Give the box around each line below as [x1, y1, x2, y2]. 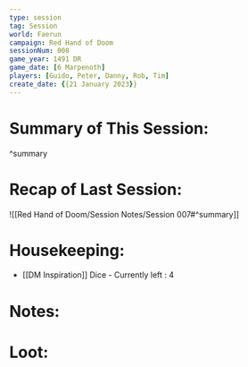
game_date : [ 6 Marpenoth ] [9, 64, 105, 73]
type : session [9, 13, 62, 22]
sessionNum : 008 [9, 47, 70, 55]
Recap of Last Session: [9, 179, 183, 200]
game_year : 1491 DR [9, 55, 82, 64]
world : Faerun [9, 30, 62, 38]
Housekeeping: [9, 240, 125, 260]
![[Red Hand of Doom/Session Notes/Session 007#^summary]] [9, 209, 239, 219]
